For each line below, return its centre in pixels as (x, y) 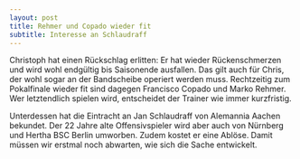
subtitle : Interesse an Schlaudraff (78, 34)
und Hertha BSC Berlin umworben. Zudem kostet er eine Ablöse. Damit (141, 136)
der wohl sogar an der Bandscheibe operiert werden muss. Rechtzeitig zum (150, 79)
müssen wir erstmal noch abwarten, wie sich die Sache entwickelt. (133, 145)
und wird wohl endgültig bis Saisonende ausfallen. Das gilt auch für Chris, (147, 70)
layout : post (34, 18)
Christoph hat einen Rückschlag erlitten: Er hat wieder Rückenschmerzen (145, 61)
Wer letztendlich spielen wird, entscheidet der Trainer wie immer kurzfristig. (150, 98)
